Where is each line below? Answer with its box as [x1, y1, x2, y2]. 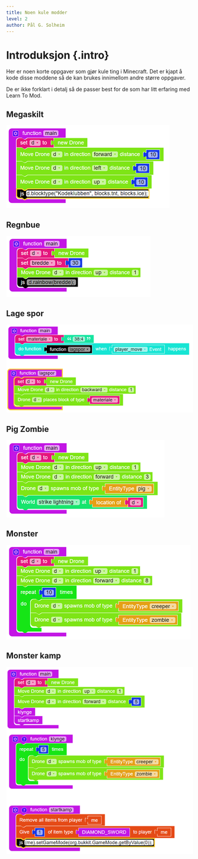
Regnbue [6, 219, 40, 230]
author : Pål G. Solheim [6, 22, 65, 28]
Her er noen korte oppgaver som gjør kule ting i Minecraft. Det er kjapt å [6, 68, 183, 75]
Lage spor [6, 308, 44, 319]
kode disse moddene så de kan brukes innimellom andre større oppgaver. [6, 74, 186, 81]
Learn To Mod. [6, 92, 42, 99]
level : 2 [6, 15, 28, 22]
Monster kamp [6, 651, 61, 661]
